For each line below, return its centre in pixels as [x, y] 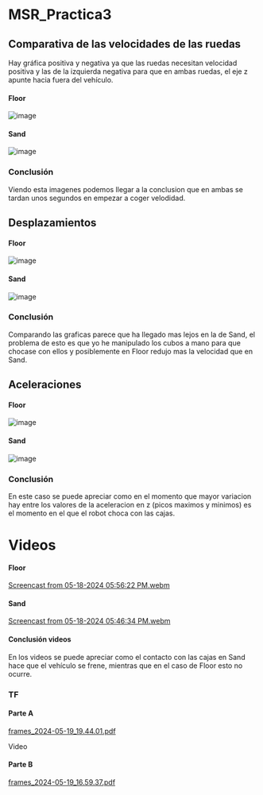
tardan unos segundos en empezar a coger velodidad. [97, 198]
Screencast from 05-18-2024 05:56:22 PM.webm [89, 585]
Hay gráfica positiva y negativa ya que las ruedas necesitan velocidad [123, 63]
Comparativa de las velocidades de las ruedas [124, 44]
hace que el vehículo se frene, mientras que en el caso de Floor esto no [126, 666]
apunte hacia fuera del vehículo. [61, 80]
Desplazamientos [52, 223]
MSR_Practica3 [60, 15]
